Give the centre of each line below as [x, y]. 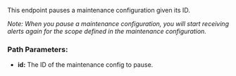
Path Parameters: [38, 49]
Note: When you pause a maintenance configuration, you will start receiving [118, 24]
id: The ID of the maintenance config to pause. [85, 65]
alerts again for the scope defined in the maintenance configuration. [107, 31]
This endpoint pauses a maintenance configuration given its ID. [99, 10]
